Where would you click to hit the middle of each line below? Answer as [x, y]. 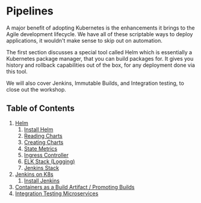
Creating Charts [44, 142]
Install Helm [39, 129]
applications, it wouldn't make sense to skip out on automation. [84, 40]
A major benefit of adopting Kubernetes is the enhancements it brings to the [100, 28]
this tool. [17, 71]
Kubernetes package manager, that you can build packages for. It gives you [100, 58]
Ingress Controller [46, 155]
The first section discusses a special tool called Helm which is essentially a [99, 52]
